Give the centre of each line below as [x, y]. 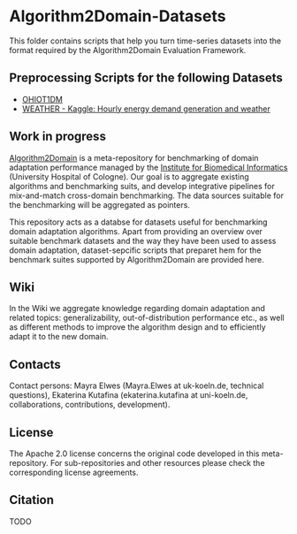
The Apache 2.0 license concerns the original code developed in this [134, 454]
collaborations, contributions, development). [90, 405]
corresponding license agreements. [74, 472]
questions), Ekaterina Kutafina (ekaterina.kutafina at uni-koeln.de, [129, 395]
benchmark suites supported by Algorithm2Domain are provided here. [137, 259]
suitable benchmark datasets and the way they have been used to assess [143, 240]
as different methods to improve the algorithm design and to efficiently [138, 327]
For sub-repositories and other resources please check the [157, 463]
